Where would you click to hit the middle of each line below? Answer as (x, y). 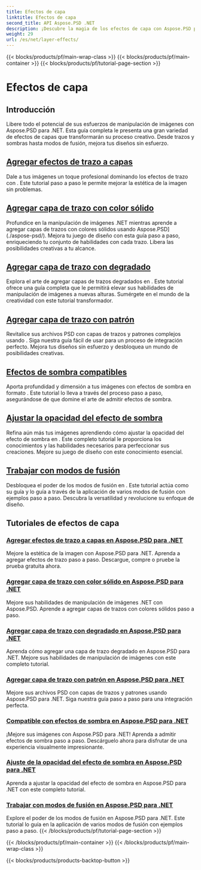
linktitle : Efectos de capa (41, 17)
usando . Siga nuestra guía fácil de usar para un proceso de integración (94, 341)
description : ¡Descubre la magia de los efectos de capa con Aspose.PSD (99, 29)
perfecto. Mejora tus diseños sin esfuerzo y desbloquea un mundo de (92, 347)
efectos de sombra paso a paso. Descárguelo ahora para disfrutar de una (97, 740)
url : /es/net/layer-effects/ (42, 40)
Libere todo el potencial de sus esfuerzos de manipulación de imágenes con (100, 124)
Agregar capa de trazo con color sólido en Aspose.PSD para (95, 582)
